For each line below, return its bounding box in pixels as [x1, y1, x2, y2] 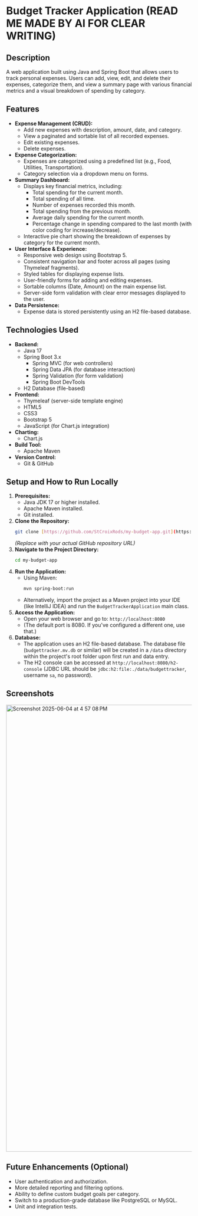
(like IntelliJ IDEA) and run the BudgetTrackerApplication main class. [23, 603, 189, 610]
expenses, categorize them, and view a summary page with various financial [6, 81, 192, 88]
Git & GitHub [23, 460, 54, 467]
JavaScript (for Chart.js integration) [23, 422, 110, 429]
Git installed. [23, 512, 54, 519]
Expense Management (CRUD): [14, 120, 93, 127]
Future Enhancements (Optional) [6, 1162, 128, 1172]
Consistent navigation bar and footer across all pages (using [23, 258, 170, 265]
